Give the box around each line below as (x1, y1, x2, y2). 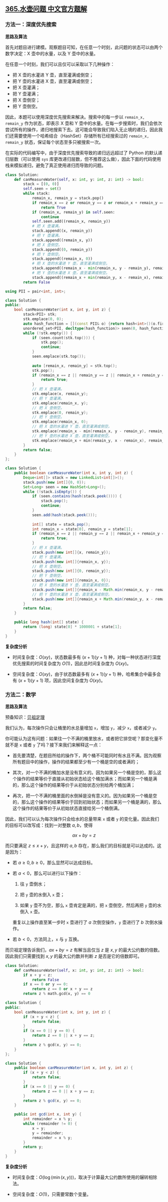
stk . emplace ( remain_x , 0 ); (31, 419, 88, 425)
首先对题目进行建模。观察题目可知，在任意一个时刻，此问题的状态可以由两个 (5, 44, 163, 50)
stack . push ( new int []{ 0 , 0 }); (23, 479, 86, 485)
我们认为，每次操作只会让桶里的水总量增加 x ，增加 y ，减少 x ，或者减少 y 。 (5, 725, 159, 731)
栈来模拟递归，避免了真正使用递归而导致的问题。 (5, 162, 106, 168)
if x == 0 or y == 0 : (23, 982, 68, 987)
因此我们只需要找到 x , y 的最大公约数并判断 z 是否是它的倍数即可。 (5, 953, 142, 959)
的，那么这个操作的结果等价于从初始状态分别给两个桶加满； (12, 782, 135, 788)
